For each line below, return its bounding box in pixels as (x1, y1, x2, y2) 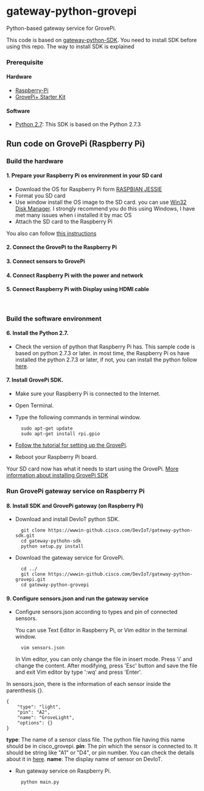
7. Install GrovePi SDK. (6, 377, 64, 384)
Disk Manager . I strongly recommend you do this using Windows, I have (15, 204, 195, 212)
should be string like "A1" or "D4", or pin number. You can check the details (6, 749, 195, 756)
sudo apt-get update (21, 425, 73, 432)
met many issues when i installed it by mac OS (15, 211, 132, 219)
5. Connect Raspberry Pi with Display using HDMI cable (6, 286, 149, 293)
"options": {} (17, 720, 53, 726)
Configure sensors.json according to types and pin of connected (15, 609, 178, 616)
